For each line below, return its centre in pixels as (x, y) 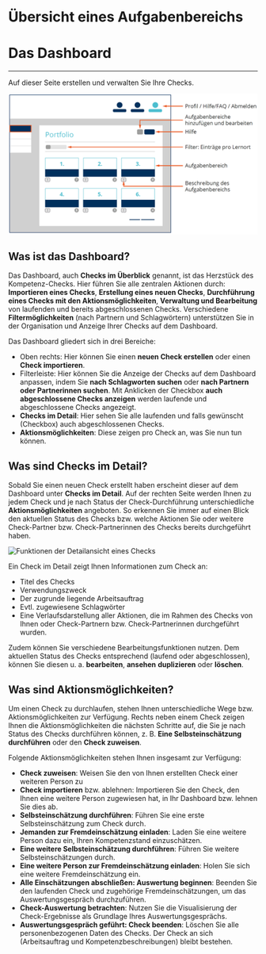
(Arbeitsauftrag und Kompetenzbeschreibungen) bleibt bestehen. (126, 942)
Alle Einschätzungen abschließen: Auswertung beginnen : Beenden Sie (138, 883)
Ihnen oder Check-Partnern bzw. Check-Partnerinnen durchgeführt (129, 624)
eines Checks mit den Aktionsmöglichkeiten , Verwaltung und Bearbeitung (133, 301)
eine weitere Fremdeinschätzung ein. (80, 874)
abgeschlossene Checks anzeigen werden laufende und (113, 399)
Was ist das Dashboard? (69, 257)
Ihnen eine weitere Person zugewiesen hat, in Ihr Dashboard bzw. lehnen (139, 799)
